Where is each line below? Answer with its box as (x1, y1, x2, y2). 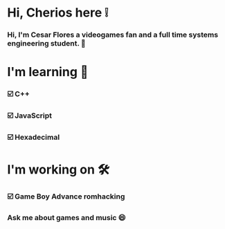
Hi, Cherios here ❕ (7, 5, 109, 21)
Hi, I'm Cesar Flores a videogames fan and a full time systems (7, 30, 219, 39)
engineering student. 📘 (7, 39, 87, 48)
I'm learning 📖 (7, 64, 89, 80)
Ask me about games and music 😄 (7, 213, 126, 223)
